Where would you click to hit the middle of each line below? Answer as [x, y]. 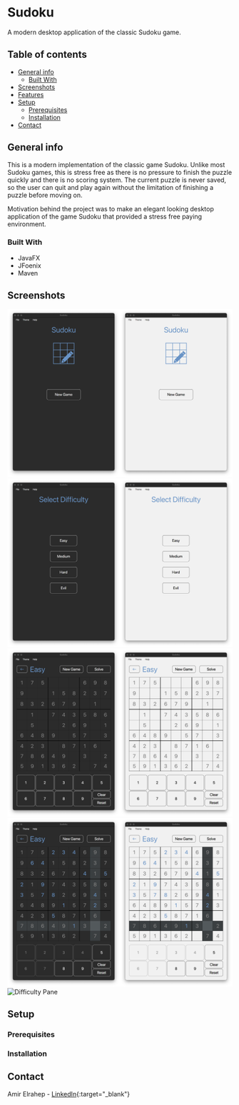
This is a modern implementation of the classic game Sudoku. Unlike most [116, 164]
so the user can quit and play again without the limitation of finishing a [111, 187]
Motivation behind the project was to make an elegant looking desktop [111, 208]
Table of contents [47, 55]
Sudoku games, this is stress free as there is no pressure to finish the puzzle [120, 172]
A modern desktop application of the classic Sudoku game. [95, 32]
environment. [27, 224]
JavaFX [29, 258]
